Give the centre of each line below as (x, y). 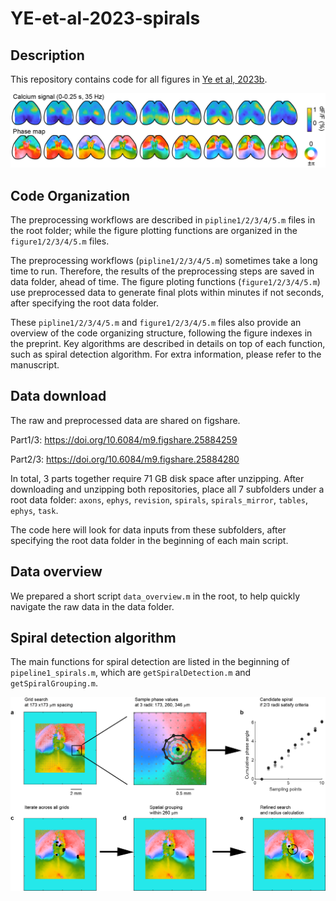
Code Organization (70, 195)
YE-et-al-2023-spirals (105, 18)
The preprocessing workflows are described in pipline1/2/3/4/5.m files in (163, 219)
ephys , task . (34, 510)
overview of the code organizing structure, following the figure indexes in (161, 333)
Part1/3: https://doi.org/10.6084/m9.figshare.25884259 (124, 439)
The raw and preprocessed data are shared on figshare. (125, 420)
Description (47, 55)
